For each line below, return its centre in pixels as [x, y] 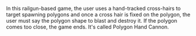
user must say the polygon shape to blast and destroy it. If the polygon [92, 21]
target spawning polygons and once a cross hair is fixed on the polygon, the [98, 15]
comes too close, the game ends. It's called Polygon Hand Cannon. [88, 27]
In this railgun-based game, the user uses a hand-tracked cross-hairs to [94, 8]
